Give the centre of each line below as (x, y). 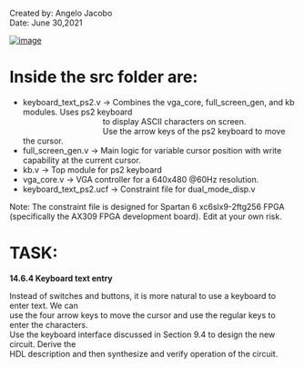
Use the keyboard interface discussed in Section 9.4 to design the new (142, 334)
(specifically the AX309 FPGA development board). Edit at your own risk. (146, 216)
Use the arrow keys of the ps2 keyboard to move (194, 131)
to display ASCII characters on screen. (174, 121)
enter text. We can (44, 305)
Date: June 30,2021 (46, 23)
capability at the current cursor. (81, 160)
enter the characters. (49, 324)
